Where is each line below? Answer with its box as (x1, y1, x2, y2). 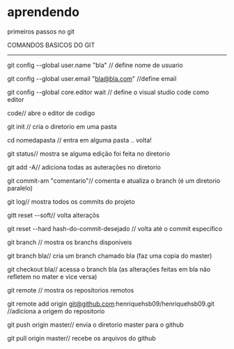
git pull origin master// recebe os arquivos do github (7, 334, 157, 342)
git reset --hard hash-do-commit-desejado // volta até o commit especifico (7, 224, 223, 232)
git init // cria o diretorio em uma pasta (7, 122, 117, 131)
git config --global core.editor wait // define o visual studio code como (7, 88, 210, 96)
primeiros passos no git (7, 27, 75, 36)
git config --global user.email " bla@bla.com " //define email (7, 74, 177, 82)
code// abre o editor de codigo (7, 109, 95, 117)
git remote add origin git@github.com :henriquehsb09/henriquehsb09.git (7, 299, 214, 308)
